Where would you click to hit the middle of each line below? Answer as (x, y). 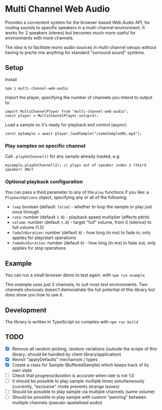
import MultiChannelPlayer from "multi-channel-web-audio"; (67, 111)
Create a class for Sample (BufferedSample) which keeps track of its (81, 365)
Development (26, 310)
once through (25, 212)
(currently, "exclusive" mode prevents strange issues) (66, 387)
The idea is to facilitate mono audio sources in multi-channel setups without (81, 47)
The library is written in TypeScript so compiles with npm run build (72, 322)
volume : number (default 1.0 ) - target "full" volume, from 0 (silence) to (82, 222)
